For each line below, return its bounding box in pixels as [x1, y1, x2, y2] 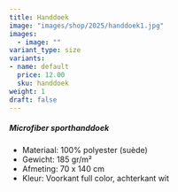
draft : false [9, 95, 58, 104]
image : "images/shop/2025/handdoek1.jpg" [9, 21, 165, 30]
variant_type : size [9, 46, 81, 55]
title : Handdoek [9, 12, 69, 22]
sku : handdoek [17, 79, 69, 88]
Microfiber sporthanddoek [9, 122, 110, 133]
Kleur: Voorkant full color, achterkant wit [21, 173, 170, 184]
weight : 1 [9, 87, 46, 96]
